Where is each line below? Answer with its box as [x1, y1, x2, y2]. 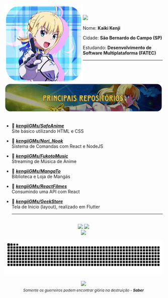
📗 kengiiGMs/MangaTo [11, 168, 61, 174]
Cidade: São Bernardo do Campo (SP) [82, 35, 162, 41]
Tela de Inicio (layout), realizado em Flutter [11, 204, 101, 210]
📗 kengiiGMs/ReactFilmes [11, 183, 67, 189]
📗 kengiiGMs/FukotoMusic [11, 153, 68, 159]
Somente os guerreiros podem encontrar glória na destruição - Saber [23, 287, 144, 293]
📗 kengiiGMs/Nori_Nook [11, 138, 63, 144]
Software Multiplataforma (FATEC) [82, 50, 156, 56]
